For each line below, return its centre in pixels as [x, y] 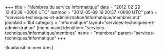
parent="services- [136, 33]
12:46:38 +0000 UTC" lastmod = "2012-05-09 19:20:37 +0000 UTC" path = [81, 12]
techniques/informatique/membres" [41, 33]
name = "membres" [97, 33]
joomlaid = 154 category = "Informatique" [47, 22]
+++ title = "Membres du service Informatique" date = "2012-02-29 [73, 7]
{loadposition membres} [29, 47]
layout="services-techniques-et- [122, 22]
